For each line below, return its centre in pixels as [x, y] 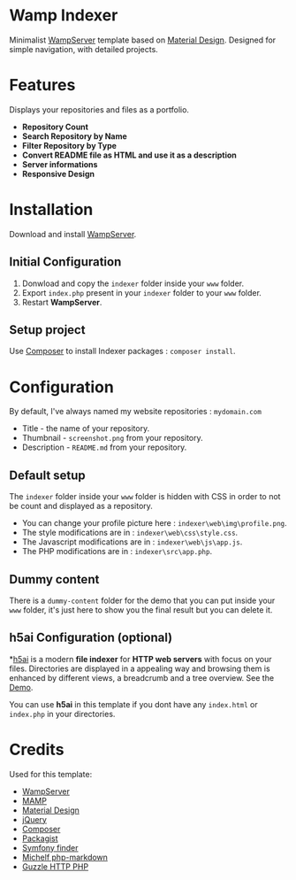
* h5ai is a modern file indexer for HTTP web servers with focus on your [140, 659]
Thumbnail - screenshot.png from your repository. [112, 438]
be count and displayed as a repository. [81, 506]
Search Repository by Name [75, 136]
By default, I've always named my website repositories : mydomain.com [136, 412]
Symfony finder [50, 847]
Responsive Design [58, 174]
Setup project [47, 330]
